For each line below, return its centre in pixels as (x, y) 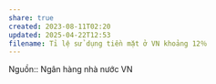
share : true (31, 18)
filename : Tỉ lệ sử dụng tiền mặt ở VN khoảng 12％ (108, 43)
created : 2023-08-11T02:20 (60, 26)
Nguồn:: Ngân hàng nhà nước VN (71, 69)
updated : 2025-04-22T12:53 (60, 35)
